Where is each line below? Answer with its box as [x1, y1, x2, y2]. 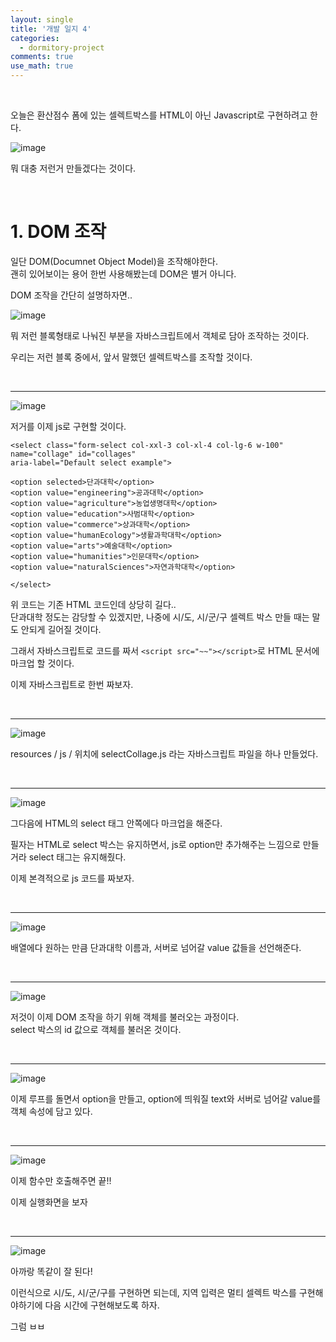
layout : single [10, 14, 74, 25]
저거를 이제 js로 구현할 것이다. [10, 420, 127, 432]
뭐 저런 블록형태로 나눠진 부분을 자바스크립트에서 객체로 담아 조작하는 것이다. [10, 329, 310, 341]
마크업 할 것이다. [10, 657, 75, 669]
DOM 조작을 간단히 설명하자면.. [10, 289, 133, 301]
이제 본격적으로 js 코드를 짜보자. [10, 872, 135, 884]
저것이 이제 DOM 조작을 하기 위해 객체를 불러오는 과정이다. [10, 1011, 240, 1023]
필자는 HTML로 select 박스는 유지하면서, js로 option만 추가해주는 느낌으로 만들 [10, 838, 320, 850]
